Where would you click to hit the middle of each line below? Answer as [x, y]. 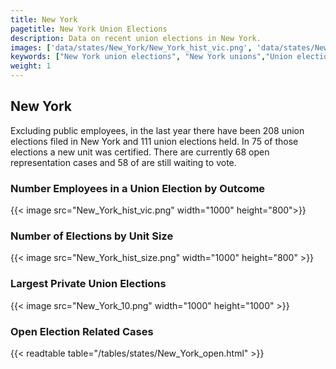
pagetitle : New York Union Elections [89, 29]
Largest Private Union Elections [88, 284]
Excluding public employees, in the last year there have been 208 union [157, 130]
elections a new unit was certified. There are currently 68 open [140, 152]
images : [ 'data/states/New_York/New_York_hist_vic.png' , [131, 47]
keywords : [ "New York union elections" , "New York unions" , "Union [151, 57]
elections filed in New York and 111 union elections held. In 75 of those [154, 141]
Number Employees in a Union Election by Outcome [138, 188]
